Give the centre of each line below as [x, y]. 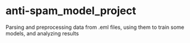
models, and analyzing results [42, 33]
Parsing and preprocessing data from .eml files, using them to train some [95, 27]
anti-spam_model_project [71, 11]
